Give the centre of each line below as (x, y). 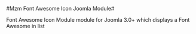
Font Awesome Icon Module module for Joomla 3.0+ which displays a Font (98, 20)
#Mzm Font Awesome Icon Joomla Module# (60, 8)
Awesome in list (25, 26)
